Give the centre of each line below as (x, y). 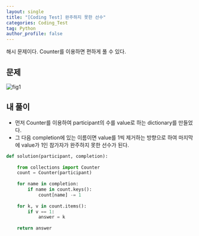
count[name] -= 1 (60, 195)
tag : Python (21, 28)
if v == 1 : (41, 212)
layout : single (25, 12)
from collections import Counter (59, 167)
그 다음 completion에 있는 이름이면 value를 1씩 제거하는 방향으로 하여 (96, 137)
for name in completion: (48, 184)
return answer (34, 228)
